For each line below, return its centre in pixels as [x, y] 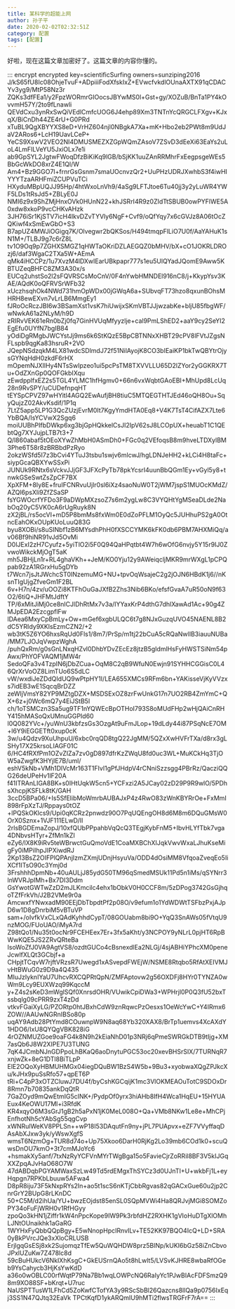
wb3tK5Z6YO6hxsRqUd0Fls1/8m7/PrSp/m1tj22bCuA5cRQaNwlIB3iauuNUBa [117, 634]
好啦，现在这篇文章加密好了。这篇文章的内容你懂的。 [84, 61]
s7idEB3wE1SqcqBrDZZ [41, 686]
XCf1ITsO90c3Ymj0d [38, 865]
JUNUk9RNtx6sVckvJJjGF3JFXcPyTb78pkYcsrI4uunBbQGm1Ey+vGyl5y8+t [117, 470]
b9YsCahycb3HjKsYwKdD [45, 1268]
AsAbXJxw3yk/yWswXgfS [45, 1134]
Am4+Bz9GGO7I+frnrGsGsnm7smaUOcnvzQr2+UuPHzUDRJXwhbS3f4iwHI [117, 172]
